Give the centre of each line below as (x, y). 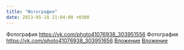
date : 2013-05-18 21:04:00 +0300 (48, 17)
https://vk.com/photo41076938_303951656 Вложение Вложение (87, 40)
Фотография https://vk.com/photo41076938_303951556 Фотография (92, 34)
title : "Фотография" (32, 12)
